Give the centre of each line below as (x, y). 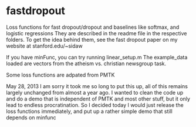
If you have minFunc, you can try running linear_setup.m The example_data (97, 57)
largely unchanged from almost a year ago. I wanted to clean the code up (95, 92)
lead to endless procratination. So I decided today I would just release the (95, 105)
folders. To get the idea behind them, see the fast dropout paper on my (92, 39)
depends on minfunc (31, 117)
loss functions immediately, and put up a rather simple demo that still (89, 111)
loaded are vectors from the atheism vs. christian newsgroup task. (86, 63)
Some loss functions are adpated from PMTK (60, 75)
